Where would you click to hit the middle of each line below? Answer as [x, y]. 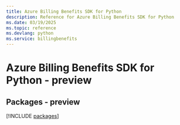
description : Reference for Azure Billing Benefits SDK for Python [90, 17]
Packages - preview [43, 102]
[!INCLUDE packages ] [33, 116]
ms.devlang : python [30, 33]
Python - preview [49, 80]
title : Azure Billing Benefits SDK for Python [64, 11]
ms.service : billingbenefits [42, 39]
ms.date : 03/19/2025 [31, 22]
